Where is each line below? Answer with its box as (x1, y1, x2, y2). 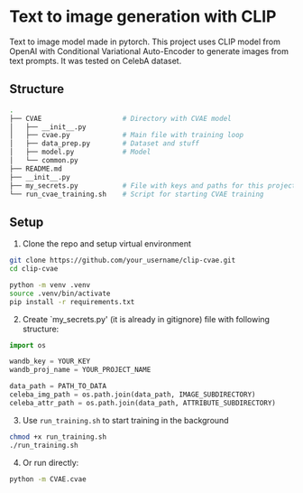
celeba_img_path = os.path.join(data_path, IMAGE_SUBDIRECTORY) (9, 390, 256, 399)
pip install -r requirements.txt (9, 297, 135, 306)
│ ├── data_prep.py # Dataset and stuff (9, 139, 200, 148)
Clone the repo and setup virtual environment (22, 238, 192, 249)
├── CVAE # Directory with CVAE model (9, 114, 232, 123)
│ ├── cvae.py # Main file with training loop (9, 131, 244, 140)
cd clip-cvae (9, 265, 59, 274)
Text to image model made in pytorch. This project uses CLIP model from (9, 36, 281, 47)
